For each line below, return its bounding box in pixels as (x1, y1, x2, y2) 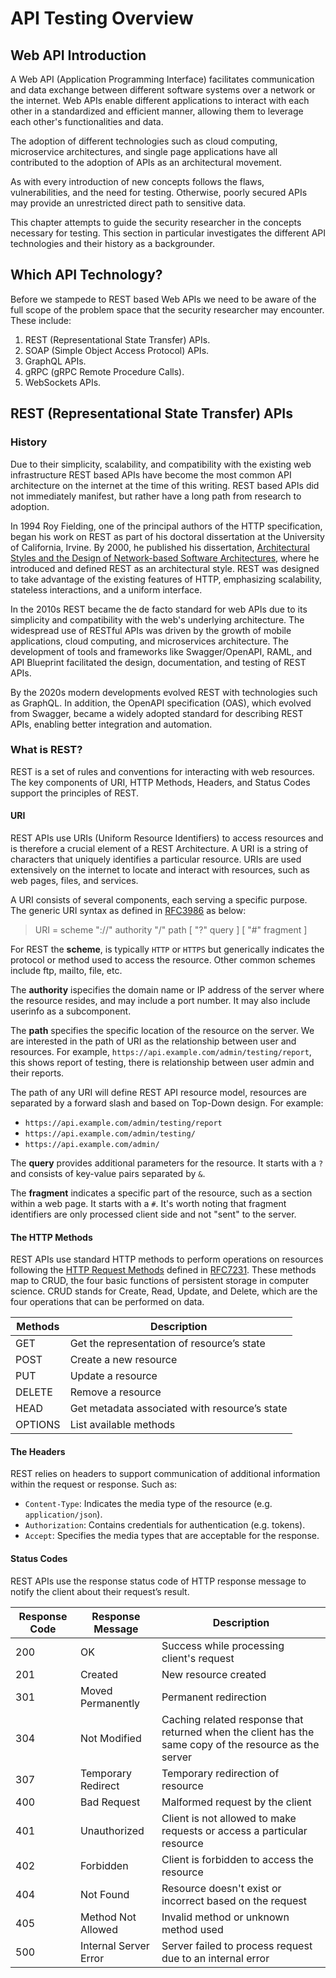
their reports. (10, 1067, 65, 1079)
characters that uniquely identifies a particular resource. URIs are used (10, 853, 302, 865)
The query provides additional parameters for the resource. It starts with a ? (10, 1157, 324, 1169)
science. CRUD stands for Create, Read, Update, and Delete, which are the (10, 1285, 318, 1297)
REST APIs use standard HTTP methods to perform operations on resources (10, 1253, 324, 1266)
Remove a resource (69, 1385, 162, 1399)
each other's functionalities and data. (10, 116, 164, 127)
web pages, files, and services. (10, 875, 139, 886)
